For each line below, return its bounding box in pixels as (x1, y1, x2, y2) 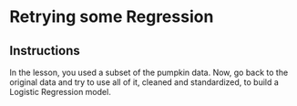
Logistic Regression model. (9, 87, 111, 97)
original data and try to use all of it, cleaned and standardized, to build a (9, 77, 280, 88)
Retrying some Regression (9, 6, 214, 27)
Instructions (9, 43, 80, 58)
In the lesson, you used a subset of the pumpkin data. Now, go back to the (9, 67, 289, 78)
